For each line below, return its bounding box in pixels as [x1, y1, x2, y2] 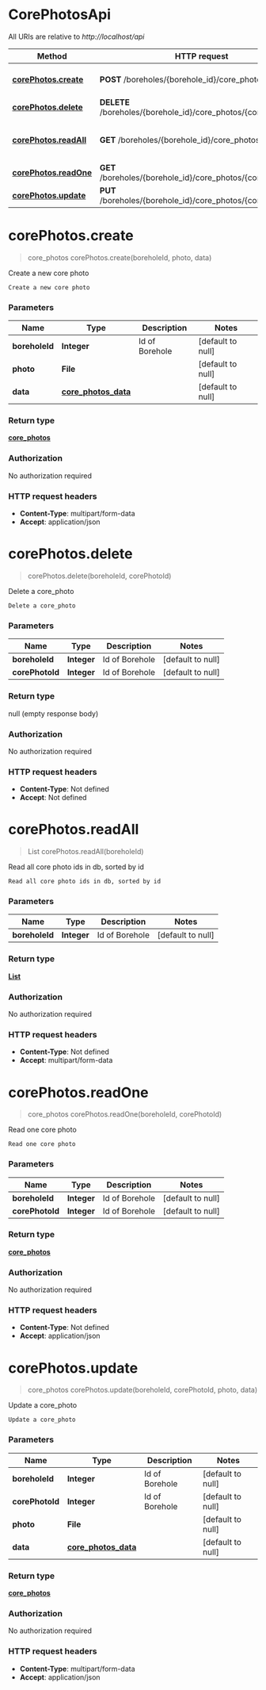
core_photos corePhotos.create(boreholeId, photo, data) [27, 252, 212, 263]
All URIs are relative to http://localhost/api [8, 32, 145, 41]
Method [36, 50, 67, 61]
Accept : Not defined [19, 793, 87, 803]
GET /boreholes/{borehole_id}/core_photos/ [99, 134, 264, 145]
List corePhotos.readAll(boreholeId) [27, 847, 144, 856]
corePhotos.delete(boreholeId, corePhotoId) [27, 571, 172, 581]
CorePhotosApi [8, 6, 112, 24]
